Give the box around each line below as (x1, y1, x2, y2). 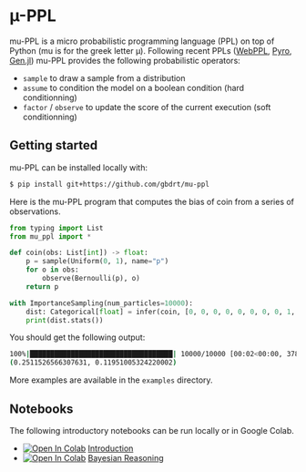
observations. (9, 206, 61, 217)
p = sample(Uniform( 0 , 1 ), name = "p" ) (25, 257, 169, 266)
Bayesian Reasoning (87, 452, 164, 463)
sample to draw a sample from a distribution (22, 72, 186, 83)
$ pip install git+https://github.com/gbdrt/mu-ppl (9, 180, 209, 189)
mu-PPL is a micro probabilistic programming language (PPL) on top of (9, 36, 275, 46)
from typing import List (9, 223, 104, 232)
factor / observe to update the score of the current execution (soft (22, 101, 271, 112)
